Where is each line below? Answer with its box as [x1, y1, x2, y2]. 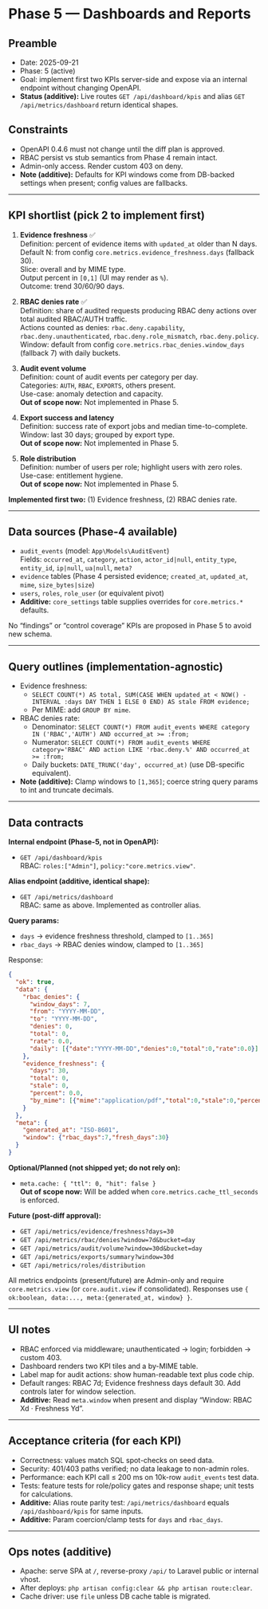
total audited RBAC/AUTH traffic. [19, 314, 128, 324]
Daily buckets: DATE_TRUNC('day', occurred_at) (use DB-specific [31, 760, 245, 769]
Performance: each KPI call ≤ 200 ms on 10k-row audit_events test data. [19, 1472, 259, 1481]
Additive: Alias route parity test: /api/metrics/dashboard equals [19, 1497, 230, 1507]
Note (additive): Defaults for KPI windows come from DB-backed [19, 169, 235, 179]
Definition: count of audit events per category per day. [19, 372, 199, 381]
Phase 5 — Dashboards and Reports [8, 5, 251, 23]
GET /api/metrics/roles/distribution [19, 1261, 146, 1269]
